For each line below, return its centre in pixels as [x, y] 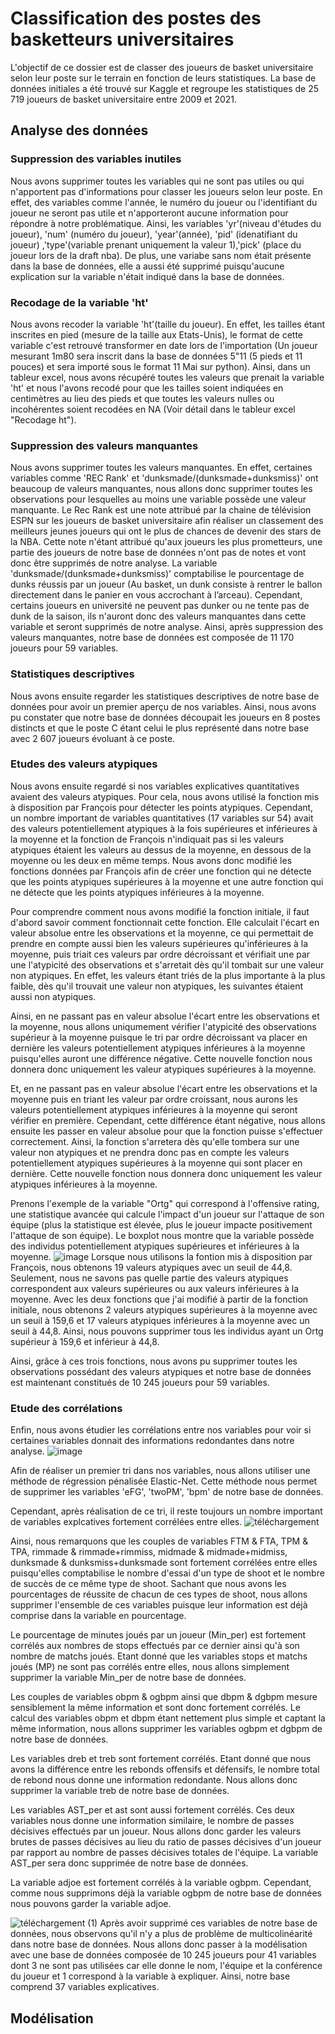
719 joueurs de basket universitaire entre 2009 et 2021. [124, 99]
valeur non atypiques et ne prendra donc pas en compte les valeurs [150, 1152]
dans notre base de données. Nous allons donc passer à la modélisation [159, 1944]
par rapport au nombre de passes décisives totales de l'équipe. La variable [164, 1853]
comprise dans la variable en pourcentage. [98, 1616]
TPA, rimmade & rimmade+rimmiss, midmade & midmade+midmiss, [149, 1552]
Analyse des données [79, 130]
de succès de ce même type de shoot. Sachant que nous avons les [148, 1584]
